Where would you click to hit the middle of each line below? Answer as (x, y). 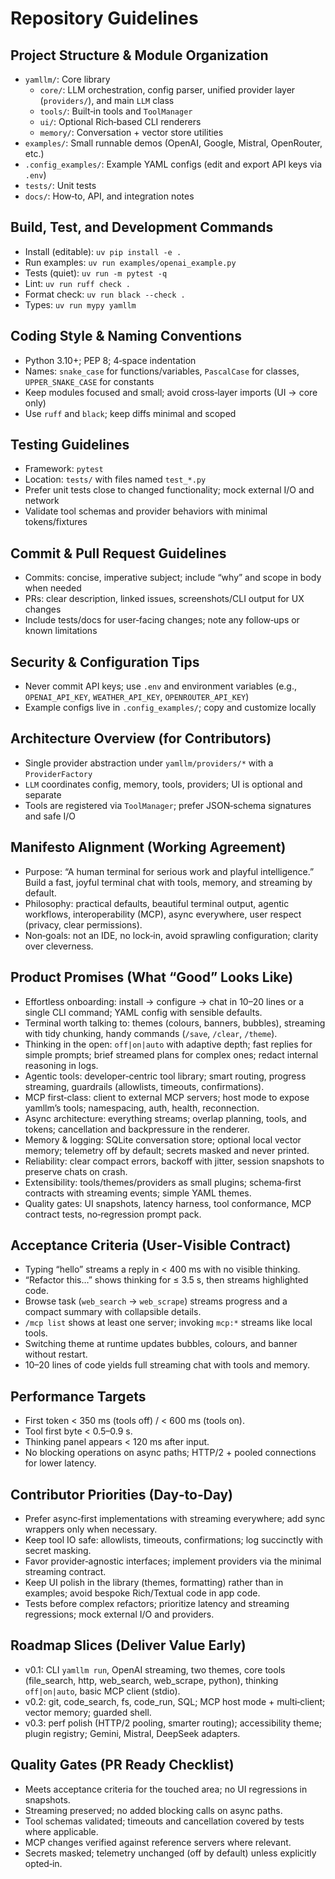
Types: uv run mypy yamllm (80, 304)
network (42, 501)
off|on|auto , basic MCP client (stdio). (102, 1691)
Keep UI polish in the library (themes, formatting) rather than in (154, 1582)
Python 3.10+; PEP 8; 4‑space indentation (110, 360)
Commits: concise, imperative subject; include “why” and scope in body (173, 578)
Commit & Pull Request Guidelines (118, 553)
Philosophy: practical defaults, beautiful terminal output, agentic (157, 903)
